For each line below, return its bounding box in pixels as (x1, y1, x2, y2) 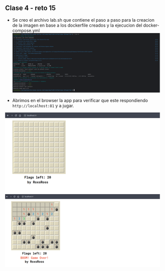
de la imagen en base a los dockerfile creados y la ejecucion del (12, 22, 142, 28)
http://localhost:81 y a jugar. (12, 103, 74, 109)
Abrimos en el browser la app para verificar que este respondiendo (12, 98, 148, 103)
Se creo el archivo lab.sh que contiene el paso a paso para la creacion (12, 17, 155, 23)
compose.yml (12, 27, 40, 34)
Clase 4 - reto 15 (5, 4, 56, 12)
